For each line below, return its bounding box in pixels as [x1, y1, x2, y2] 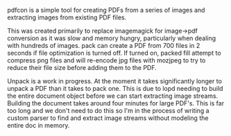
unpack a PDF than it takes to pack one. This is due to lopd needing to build [7, 85, 223, 92]
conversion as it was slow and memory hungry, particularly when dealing [7, 34, 216, 42]
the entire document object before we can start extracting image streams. [7, 92, 219, 100]
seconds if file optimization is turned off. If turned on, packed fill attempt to [7, 49, 221, 57]
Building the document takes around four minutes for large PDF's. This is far [7, 99, 224, 107]
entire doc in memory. [7, 121, 70, 129]
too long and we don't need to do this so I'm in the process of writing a [7, 107, 209, 114]
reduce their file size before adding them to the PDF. [7, 64, 157, 71]
